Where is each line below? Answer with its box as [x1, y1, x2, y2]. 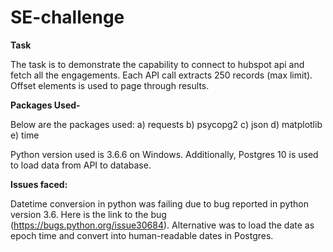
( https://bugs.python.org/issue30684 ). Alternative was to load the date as [10, 219, 315, 231]
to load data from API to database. [10, 159, 152, 171]
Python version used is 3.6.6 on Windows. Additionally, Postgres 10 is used [10, 148, 319, 160]
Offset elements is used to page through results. [10, 79, 210, 91]
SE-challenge [10, 6, 125, 29]
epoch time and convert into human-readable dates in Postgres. [10, 229, 274, 241]
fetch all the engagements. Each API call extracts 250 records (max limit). [10, 69, 313, 81]
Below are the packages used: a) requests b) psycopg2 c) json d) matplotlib [10, 118, 323, 130]
